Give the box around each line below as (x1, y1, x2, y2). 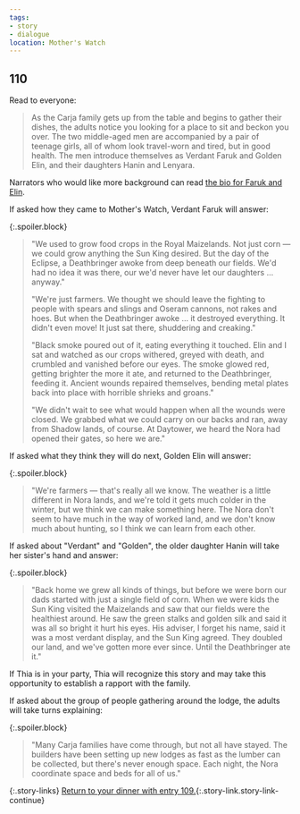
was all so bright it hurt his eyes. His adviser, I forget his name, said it (30, 623, 286, 633)
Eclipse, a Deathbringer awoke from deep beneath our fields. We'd (30, 258, 277, 268)
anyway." (30, 276, 65, 287)
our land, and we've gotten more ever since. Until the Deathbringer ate (30, 641, 291, 653)
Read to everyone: (9, 95, 77, 106)
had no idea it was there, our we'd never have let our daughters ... (30, 267, 274, 278)
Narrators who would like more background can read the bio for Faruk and (9, 177, 283, 188)
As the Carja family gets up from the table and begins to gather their (30, 113, 282, 123)
